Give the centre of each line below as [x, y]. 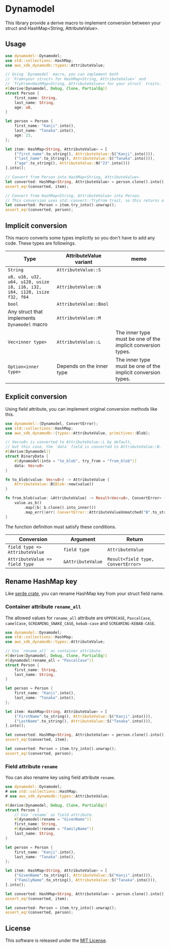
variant [84, 262]
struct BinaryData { [27, 456]
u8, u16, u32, [25, 277]
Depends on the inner [82, 366]
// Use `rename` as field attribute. [54, 815]
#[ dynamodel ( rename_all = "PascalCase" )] [50, 660]
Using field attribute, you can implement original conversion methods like [81, 409]
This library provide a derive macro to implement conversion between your [83, 23]
